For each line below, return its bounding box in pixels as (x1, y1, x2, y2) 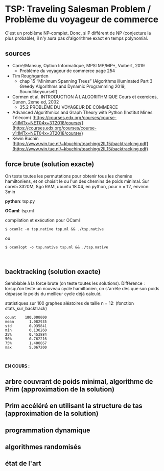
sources (5, 50, 31, 58)
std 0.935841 (5, 323, 47, 329)
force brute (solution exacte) (5, 160, 94, 169)
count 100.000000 (5, 315, 47, 320)
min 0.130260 (5, 328, 47, 333)
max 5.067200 (5, 345, 47, 350)
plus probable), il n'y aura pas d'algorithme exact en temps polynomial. (5, 35, 148, 41)
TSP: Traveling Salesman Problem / (5, 3, 151, 15)
